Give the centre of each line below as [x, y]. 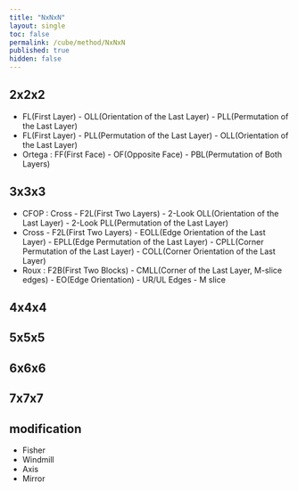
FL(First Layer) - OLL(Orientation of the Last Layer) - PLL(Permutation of [155, 116]
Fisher [34, 450]
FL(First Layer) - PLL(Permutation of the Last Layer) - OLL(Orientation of [155, 135]
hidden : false [36, 59]
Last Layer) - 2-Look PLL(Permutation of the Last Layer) [125, 223]
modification [46, 429]
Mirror [34, 479]
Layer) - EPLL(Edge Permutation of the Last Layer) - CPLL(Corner [143, 241]
